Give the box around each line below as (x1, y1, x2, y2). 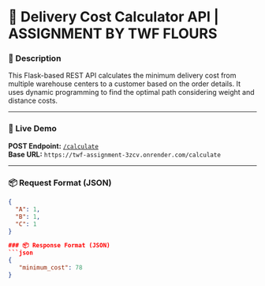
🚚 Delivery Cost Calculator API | (8, 8, 219, 26)
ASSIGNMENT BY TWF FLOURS (8, 24, 218, 43)
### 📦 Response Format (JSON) (8, 242, 110, 250)
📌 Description (8, 53, 62, 64)
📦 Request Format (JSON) (8, 177, 112, 188)
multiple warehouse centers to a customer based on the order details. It (8, 79, 241, 88)
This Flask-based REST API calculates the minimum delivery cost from (8, 71, 237, 81)
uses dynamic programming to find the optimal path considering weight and (8, 88, 255, 97)
